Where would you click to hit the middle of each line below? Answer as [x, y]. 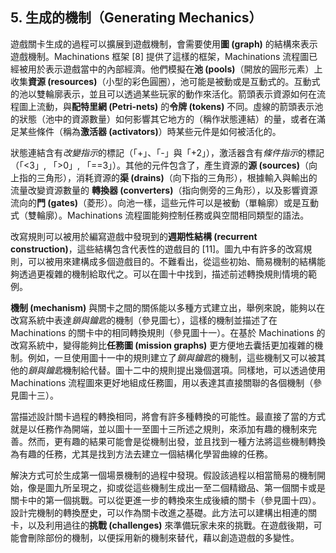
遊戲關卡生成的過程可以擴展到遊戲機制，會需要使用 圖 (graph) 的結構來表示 [164, 44]
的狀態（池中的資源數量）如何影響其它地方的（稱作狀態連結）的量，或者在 [163, 119]
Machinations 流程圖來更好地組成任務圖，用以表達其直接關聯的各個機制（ [162, 382]
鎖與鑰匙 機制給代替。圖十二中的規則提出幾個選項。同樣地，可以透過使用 [177, 370]
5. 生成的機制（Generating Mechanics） [136, 18]
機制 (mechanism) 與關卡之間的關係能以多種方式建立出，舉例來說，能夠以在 [168, 307]
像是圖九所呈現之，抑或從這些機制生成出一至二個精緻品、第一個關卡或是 [176, 487]
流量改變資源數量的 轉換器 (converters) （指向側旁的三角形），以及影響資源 [164, 190]
